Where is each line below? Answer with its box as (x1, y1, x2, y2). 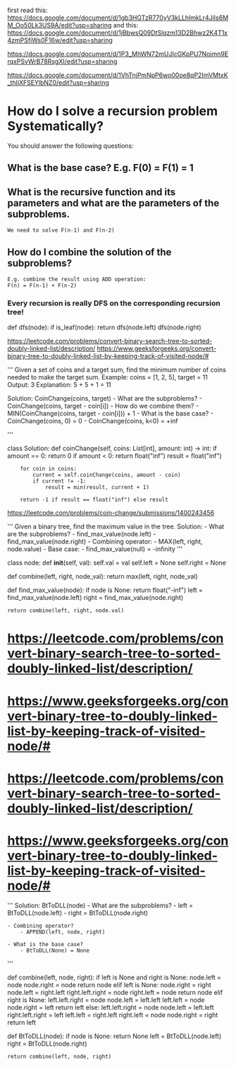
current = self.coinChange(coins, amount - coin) (32, 471, 181, 479)
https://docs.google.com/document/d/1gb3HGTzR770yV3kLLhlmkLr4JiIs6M (7, 13, 229, 22)
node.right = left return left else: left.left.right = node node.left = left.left (7, 1003, 214, 1011)
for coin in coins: (20, 466, 77, 473)
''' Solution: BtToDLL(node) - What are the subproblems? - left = (7, 901, 194, 909)
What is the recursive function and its (7, 186, 176, 198)
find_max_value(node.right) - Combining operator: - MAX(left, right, (7, 537, 203, 546)
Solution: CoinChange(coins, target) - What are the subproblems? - (7, 394, 202, 403)
